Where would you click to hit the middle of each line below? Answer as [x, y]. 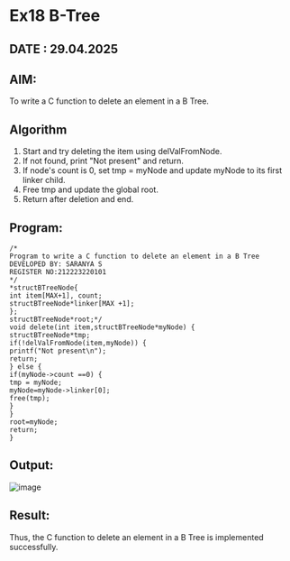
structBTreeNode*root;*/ [56, 320]
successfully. [34, 547]
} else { [26, 367]
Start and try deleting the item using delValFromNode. [122, 152]
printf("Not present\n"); [58, 351]
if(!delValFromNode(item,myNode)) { [78, 344]
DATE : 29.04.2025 [64, 49]
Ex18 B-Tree [55, 16]
